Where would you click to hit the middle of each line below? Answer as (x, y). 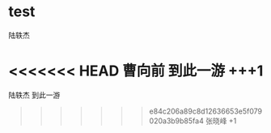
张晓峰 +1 (221, 121)
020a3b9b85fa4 (176, 121)
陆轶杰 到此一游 (34, 95)
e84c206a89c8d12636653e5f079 (206, 111)
